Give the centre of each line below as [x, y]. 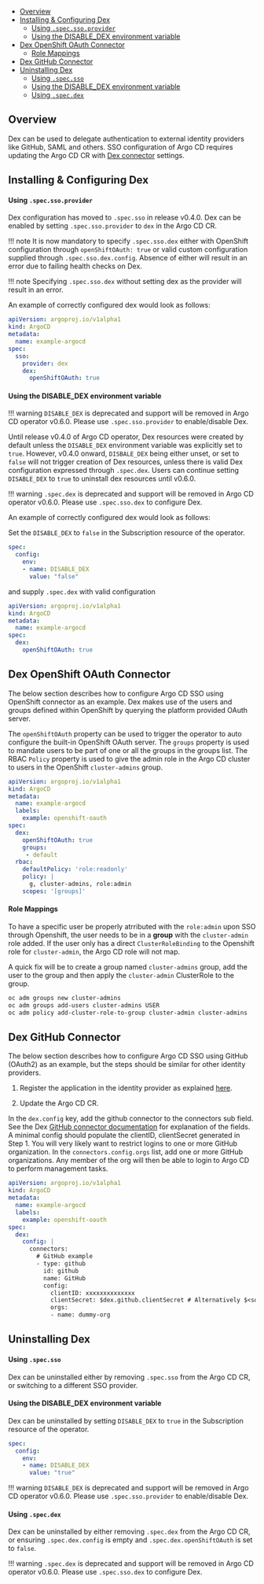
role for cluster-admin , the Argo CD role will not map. [94, 952]
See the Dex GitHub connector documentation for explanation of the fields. [129, 1127]
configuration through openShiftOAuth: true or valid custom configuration [128, 249]
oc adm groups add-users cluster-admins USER [84, 1005]
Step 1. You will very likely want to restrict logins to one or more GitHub [123, 1143]
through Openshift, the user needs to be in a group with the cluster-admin [128, 935]
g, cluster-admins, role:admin [80, 884]
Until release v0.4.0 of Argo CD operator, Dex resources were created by [126, 437]
